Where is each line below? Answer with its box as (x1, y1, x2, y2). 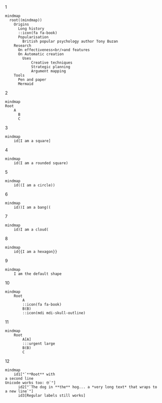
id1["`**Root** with (14, 372, 55, 377)
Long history (17, 26, 45, 31)
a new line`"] (5, 389, 34, 394)
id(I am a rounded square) (14, 161, 68, 166)
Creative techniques (31, 60, 73, 65)
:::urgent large (22, 341, 55, 346)
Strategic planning (31, 65, 70, 69)
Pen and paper (17, 77, 47, 82)
